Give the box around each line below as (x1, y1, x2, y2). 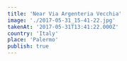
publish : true (7, 43, 50, 50)
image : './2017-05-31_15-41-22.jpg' (7, 17, 116, 24)
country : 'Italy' (7, 29, 59, 37)
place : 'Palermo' (7, 36, 59, 43)
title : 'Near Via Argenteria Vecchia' (7, 10, 122, 18)
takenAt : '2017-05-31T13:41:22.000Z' (7, 23, 119, 30)
